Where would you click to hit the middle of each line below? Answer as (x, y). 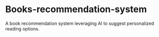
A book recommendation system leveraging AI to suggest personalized (80, 23)
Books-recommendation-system (76, 9)
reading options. (22, 28)
